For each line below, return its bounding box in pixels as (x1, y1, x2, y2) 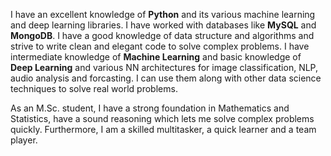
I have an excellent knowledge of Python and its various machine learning (10, 9, 316, 20)
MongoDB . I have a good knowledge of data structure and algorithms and (10, 30, 315, 41)
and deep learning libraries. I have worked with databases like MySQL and (10, 19, 317, 31)
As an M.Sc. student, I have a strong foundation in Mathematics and (10, 102, 290, 114)
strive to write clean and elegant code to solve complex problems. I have (10, 40, 310, 52)
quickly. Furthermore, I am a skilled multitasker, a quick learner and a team (10, 124, 317, 135)
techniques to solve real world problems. (10, 83, 178, 94)
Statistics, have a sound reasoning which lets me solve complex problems (10, 113, 315, 124)
